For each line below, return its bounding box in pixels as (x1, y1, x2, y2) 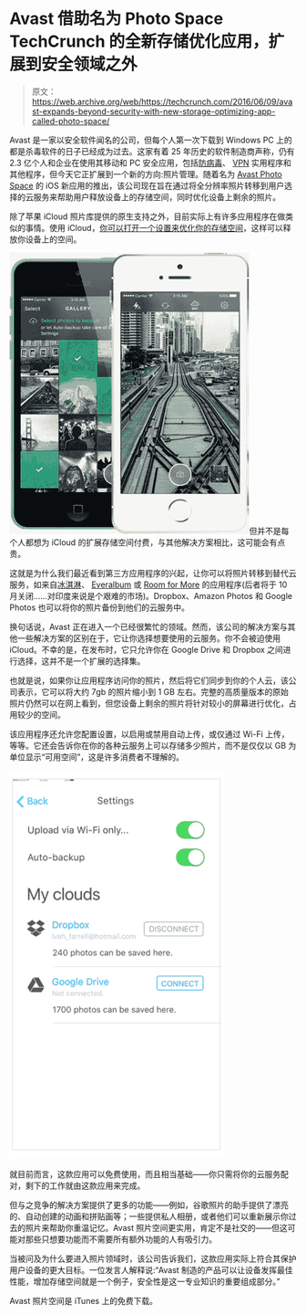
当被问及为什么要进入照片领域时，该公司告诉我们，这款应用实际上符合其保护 (9, 1253, 297, 1264)
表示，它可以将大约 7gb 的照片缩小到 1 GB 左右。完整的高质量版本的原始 (16, 686, 290, 697)
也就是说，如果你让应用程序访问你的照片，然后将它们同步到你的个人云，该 (9, 675, 289, 686)
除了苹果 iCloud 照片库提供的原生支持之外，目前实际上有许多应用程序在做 (9, 211, 286, 222)
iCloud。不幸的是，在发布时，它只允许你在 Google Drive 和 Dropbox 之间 (9, 644, 284, 655)
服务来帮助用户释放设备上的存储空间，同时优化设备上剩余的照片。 (33, 191, 280, 202)
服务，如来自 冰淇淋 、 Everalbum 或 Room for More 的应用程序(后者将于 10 (9, 579, 288, 590)
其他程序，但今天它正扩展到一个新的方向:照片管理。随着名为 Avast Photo (9, 168, 282, 179)
